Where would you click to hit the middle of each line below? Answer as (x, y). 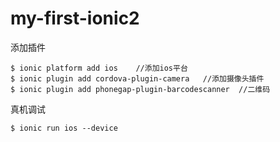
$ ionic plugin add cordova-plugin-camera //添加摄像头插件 (137, 78)
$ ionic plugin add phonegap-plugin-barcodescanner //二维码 (140, 89)
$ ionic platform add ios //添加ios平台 (99, 68)
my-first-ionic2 (75, 18)
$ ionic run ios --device (64, 128)
